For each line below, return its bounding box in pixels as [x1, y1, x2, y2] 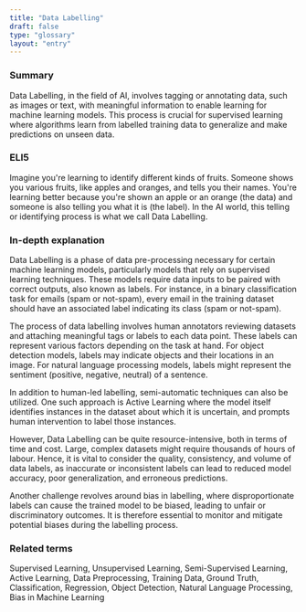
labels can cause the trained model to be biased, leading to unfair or [9, 500, 267, 512]
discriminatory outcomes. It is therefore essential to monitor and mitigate [9, 510, 283, 521]
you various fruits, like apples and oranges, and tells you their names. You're [9, 182, 297, 193]
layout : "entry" [9, 38, 71, 48]
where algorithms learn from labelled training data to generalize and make [9, 119, 288, 130]
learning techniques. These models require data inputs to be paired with [9, 274, 281, 285]
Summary [9, 69, 55, 82]
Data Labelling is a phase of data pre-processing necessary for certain [9, 255, 276, 266]
